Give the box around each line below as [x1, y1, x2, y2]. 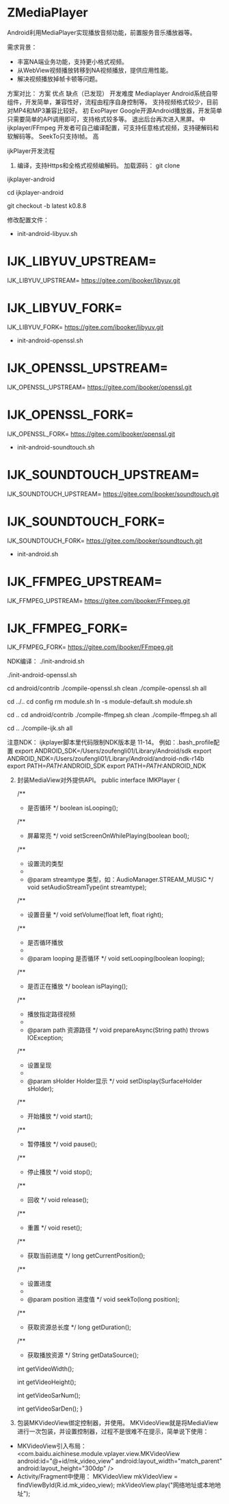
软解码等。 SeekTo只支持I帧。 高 [7, 132, 99, 140]
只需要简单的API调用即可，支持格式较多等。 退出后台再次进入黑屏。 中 [7, 115, 206, 123]
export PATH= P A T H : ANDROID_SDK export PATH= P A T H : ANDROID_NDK [7, 762, 206, 770]
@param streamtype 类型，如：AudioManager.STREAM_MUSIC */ [27, 876, 214, 884]
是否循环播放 [27, 939, 64, 947]
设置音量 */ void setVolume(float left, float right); [27, 910, 164, 919]
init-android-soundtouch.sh [16, 443, 95, 451]
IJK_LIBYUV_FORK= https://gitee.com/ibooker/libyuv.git [7, 322, 164, 331]
